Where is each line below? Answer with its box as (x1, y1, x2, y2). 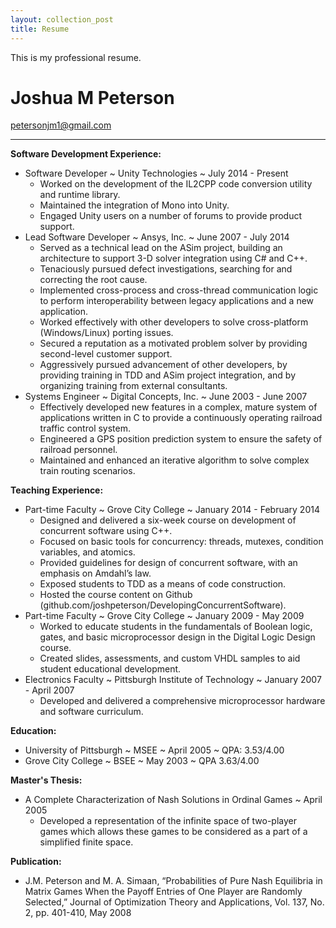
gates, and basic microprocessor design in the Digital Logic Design (39, 631, 316, 643)
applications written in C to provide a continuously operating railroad (39, 412, 323, 424)
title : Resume (10, 24, 70, 34)
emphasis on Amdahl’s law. (39, 567, 152, 580)
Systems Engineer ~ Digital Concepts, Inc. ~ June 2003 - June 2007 (24, 391, 308, 403)
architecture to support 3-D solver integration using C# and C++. (39, 252, 308, 265)
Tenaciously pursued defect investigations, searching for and (39, 263, 293, 275)
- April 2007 (24, 684, 75, 696)
